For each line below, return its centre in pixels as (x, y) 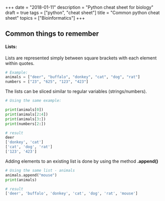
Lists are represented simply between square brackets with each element (81, 58)
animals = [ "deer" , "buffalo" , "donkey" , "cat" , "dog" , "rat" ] (73, 77)
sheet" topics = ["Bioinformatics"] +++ (45, 18)
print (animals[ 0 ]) (24, 110)
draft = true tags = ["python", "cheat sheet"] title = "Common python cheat (82, 13)
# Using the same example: (33, 101)
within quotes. (20, 63)
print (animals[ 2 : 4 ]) (27, 114)
